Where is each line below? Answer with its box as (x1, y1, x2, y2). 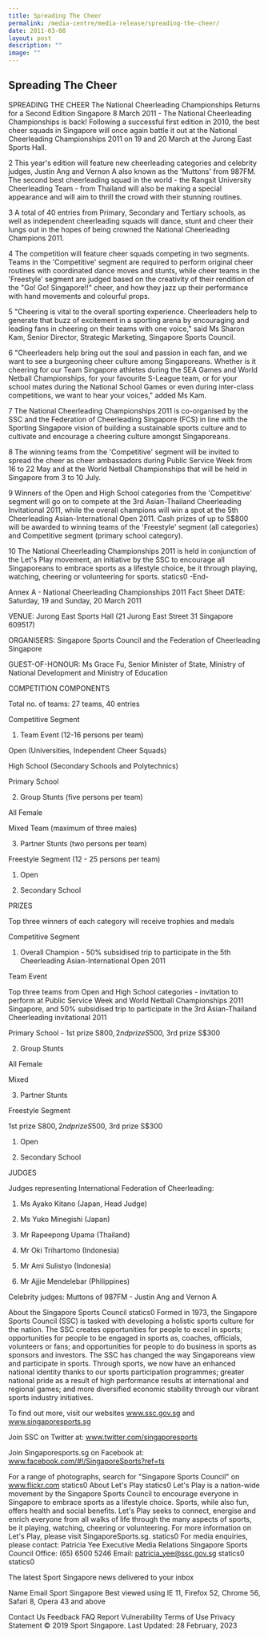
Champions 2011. (8, 233, 65, 243)
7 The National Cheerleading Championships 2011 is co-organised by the (8, 405, 249, 415)
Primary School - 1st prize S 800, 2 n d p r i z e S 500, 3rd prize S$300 (8, 1027, 221, 1038)
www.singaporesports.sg (8, 1416, 91, 1426)
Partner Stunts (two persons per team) (19, 838, 147, 848)
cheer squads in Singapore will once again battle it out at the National (8, 125, 238, 135)
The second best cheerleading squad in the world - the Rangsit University (8, 175, 252, 184)
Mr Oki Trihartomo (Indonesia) (19, 1245, 120, 1255)
